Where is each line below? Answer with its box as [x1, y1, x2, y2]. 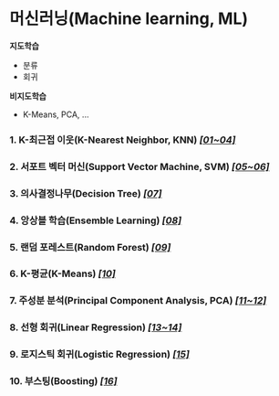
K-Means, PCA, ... [22, 109, 89, 120]
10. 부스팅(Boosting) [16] [9, 375, 118, 388]
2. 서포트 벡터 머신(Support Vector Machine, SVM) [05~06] [9, 160, 271, 173]
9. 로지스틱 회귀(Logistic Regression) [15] [9, 348, 190, 361]
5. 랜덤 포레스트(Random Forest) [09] [9, 241, 171, 253]
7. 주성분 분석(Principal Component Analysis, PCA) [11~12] [9, 294, 267, 307]
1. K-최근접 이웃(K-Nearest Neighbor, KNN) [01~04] [9, 134, 236, 146]
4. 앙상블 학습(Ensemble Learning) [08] [9, 214, 182, 227]
